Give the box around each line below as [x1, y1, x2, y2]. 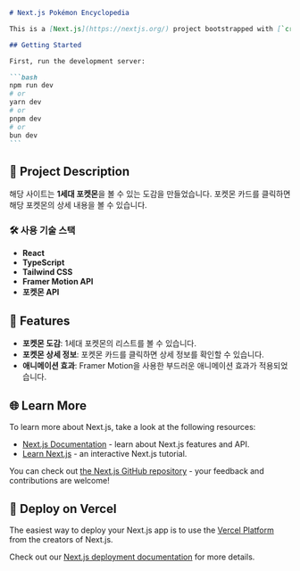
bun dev [9, 130, 38, 140]
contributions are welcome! [9, 476, 110, 486]
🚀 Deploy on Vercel [9, 501, 117, 517]
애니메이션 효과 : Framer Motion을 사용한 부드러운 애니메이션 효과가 [21, 360, 257, 371]
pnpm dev [9, 114, 42, 123]
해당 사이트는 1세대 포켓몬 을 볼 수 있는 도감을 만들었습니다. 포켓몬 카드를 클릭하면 [9, 188, 291, 200]
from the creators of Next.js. [9, 534, 113, 544]
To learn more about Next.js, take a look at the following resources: [9, 422, 256, 433]
